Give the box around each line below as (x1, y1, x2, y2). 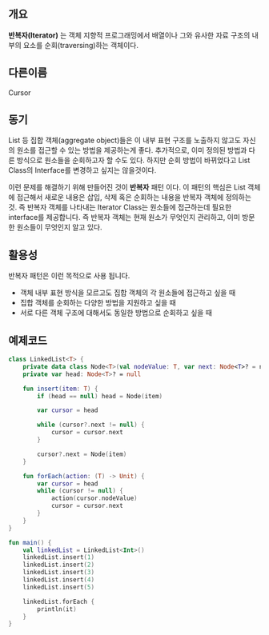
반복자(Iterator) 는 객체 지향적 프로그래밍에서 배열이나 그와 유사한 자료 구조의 (8, 30, 251, 40)
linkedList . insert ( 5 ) (22, 583, 94, 591)
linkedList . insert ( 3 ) (22, 569, 94, 577)
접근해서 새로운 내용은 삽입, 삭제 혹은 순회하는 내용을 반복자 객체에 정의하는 (16, 193, 252, 202)
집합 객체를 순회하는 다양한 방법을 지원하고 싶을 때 (19, 298, 176, 308)
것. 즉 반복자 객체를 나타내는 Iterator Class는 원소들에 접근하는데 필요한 (8, 202, 232, 212)
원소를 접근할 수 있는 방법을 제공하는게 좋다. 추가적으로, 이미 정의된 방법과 (16, 146, 247, 155)
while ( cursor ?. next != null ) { (37, 421, 146, 429)
